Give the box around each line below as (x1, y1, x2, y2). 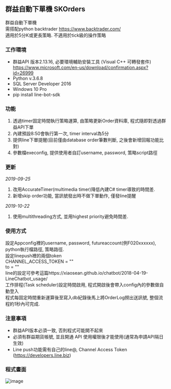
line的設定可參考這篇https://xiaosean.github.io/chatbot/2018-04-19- (5, 270, 149, 276)
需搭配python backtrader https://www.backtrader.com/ (5, 26, 121, 32)
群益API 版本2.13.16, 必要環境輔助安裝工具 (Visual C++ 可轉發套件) (12, 59, 152, 65)
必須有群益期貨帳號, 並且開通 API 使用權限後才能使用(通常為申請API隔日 (12, 334, 164, 340)
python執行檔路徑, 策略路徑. (5, 247, 64, 252)
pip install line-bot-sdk (12, 91, 60, 98)
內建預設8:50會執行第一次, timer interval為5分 (12, 131, 109, 137)
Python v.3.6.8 (12, 76, 43, 82)
